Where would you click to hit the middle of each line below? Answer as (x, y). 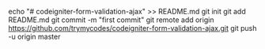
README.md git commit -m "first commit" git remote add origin (111, 20)
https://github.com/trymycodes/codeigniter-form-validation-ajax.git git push (132, 28)
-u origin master (34, 36)
